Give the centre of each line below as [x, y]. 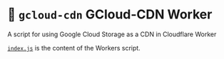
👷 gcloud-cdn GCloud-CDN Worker [110, 15]
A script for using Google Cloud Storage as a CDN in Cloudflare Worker [112, 34]
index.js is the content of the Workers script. [74, 48]
